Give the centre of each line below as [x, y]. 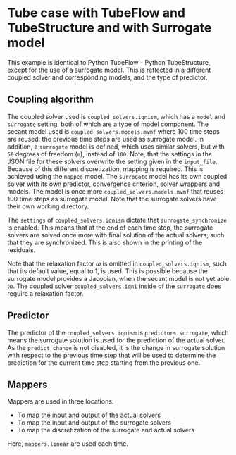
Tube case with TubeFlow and [96, 13]
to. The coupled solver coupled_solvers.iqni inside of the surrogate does [114, 286]
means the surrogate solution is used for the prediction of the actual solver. [117, 340]
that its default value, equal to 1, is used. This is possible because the [108, 271]
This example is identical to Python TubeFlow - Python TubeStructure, [109, 62]
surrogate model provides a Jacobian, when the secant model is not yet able [118, 278]
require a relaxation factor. [45, 293]
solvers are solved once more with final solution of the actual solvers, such [116, 235]
